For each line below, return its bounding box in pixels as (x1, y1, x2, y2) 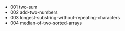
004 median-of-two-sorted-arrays (10, 20, 82, 26)
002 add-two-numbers (10, 9, 58, 15)
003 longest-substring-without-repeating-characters (10, 15, 120, 20)
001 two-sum (10, 4, 38, 10)
